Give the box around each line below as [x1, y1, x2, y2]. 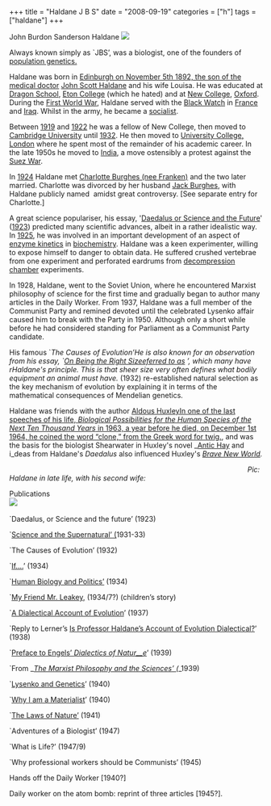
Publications [9, 489, 51, 498]
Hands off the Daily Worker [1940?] [9, 773, 127, 783]
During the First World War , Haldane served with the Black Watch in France [9, 98, 258, 107]
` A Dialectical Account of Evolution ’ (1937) [9, 608, 149, 617]
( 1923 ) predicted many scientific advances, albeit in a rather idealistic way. [9, 222, 257, 231]
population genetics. [9, 57, 77, 65]
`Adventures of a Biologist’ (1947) [9, 726, 120, 736]
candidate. [9, 332, 45, 342]
